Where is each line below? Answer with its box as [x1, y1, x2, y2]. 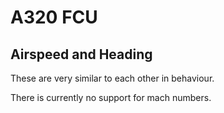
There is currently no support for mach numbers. [10, 92, 212, 103]
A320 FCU [10, 6, 98, 29]
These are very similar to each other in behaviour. [10, 72, 215, 84]
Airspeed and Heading [10, 46, 153, 63]
